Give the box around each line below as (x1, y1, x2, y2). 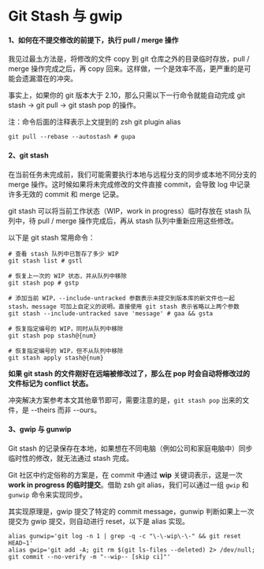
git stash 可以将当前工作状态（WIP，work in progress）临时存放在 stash (8, 206, 243, 215)
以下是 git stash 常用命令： (8, 232, 95, 242)
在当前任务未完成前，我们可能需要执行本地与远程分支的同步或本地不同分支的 (8, 169, 257, 179)
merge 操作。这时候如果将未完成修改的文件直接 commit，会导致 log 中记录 (8, 179, 251, 189)
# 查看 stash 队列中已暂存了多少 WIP (8, 250, 119, 258)
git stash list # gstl (8, 257, 83, 265)
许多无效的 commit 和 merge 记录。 (8, 189, 124, 199)
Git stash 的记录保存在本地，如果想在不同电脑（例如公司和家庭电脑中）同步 (8, 443, 253, 453)
